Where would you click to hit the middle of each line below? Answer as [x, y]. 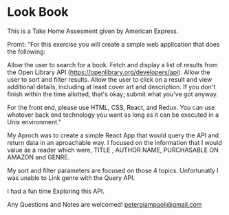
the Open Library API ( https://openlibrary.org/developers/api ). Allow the [109, 72]
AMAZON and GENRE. [39, 157]
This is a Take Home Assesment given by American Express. [93, 31]
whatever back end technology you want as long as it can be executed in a [113, 115]
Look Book [38, 12]
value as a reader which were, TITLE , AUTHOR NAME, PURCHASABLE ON [113, 150]
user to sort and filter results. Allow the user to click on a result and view [110, 79]
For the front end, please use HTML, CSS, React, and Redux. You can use [111, 107]
